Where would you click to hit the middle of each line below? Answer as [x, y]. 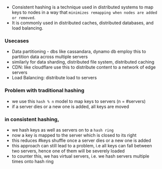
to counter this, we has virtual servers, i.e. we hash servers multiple [81, 156]
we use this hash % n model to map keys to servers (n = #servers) [79, 101]
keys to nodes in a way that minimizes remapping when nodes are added [84, 12]
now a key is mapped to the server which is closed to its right [74, 135]
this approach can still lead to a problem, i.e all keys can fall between [82, 145]
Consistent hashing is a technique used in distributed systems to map [82, 7]
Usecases [17, 40]
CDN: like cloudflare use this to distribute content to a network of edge [84, 67]
